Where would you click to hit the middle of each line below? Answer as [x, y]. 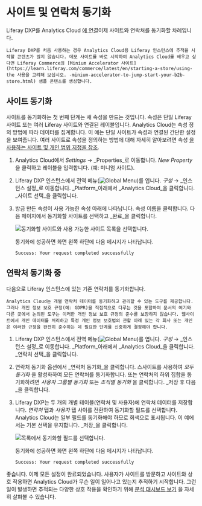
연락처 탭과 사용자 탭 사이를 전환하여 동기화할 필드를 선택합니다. [103, 410]
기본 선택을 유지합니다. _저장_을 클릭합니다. [77, 425]
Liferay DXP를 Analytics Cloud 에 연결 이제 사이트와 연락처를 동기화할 [89, 30]
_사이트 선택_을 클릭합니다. [46, 195]
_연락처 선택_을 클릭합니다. [46, 354]
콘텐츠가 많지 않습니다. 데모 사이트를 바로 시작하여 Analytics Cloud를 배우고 [103, 57]
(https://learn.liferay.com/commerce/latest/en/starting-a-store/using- [99, 68]
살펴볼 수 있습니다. [34, 496]
